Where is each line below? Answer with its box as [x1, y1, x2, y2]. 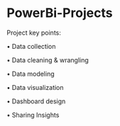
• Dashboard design [6, 97, 66, 105]
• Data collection [6, 42, 56, 50]
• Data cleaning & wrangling [6, 55, 89, 64]
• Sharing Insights [6, 110, 60, 119]
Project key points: [6, 28, 62, 37]
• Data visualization [6, 83, 65, 91]
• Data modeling [6, 69, 55, 78]
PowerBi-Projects [6, 5, 113, 21]
